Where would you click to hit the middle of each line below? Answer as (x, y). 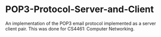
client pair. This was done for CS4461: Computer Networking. (70, 28)
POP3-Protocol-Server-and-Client (80, 9)
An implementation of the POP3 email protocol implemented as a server (81, 23)
